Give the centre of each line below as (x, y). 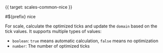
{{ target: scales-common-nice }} (39, 7)
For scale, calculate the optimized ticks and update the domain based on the (81, 26)
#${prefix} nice (20, 16)
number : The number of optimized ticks (51, 46)
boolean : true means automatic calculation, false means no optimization (85, 41)
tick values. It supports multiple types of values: (53, 31)
